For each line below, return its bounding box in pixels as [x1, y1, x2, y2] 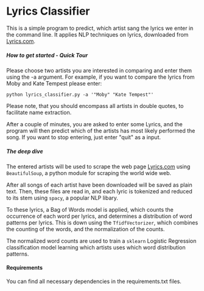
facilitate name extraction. [6, 109, 72, 116]
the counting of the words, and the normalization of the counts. [6, 225, 165, 232]
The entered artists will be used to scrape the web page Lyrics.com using [6, 163, 191, 170]
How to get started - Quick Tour [6, 51, 88, 59]
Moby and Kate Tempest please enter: [6, 79, 102, 87]
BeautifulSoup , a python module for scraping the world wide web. [6, 169, 172, 176]
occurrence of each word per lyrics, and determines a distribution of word [6, 212, 192, 220]
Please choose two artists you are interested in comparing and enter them [6, 66, 192, 74]
